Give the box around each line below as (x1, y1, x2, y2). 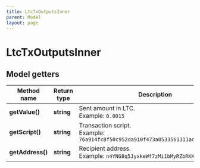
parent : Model (6, 14, 42, 20)
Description (137, 91, 173, 99)
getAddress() (9, 148, 48, 157)
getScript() (9, 128, 41, 136)
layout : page (6, 20, 39, 26)
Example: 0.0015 (79, 111, 125, 120)
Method (17, 87, 40, 95)
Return (53, 87, 73, 95)
